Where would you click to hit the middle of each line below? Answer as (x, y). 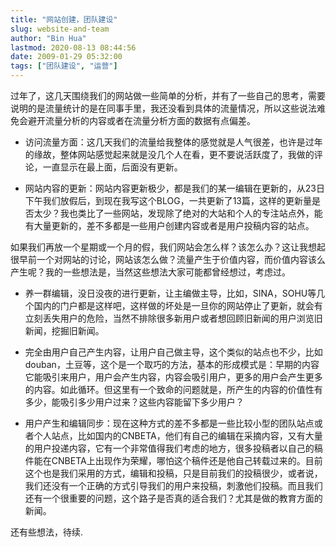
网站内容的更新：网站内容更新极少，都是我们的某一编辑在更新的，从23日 (174, 188)
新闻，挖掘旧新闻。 (64, 330)
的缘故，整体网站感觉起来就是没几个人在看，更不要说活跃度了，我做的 (169, 154)
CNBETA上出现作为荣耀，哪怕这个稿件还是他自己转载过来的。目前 (187, 460)
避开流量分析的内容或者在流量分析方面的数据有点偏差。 (141, 120)
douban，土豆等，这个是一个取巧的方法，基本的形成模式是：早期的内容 (172, 364)
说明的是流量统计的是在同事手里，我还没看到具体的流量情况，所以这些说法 (163, 108)
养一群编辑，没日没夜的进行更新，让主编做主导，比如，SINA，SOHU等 (170, 293)
